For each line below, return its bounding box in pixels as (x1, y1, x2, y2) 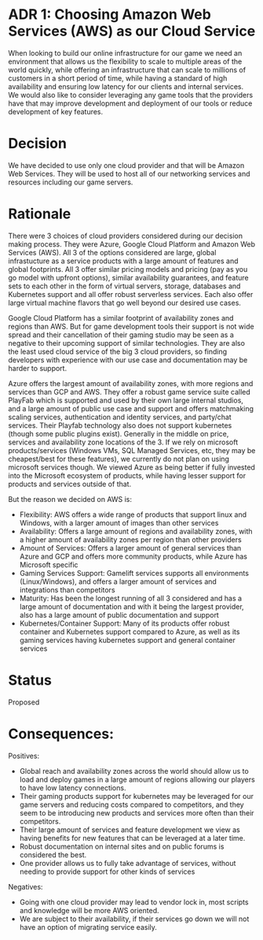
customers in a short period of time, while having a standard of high (8, 73, 228, 83)
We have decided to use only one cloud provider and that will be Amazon (8, 160, 245, 170)
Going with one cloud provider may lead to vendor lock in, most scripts (19, 897, 249, 907)
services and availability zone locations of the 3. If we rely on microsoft (8, 437, 239, 447)
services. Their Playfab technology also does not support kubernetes (8, 420, 232, 430)
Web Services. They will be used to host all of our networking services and (8, 169, 250, 178)
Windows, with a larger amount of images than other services (19, 518, 219, 527)
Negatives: (8, 882, 43, 891)
